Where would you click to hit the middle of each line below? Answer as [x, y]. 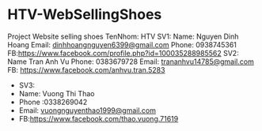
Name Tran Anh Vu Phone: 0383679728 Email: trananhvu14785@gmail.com [131, 62]
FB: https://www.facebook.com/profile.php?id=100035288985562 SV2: [123, 53]
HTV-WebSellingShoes [85, 15]
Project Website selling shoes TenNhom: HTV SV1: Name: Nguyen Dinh [123, 36]
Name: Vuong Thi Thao [57, 93]
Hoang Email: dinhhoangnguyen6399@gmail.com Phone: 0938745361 [122, 44]
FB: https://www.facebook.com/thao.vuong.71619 [99, 118]
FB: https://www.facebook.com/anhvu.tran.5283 [86, 69]
